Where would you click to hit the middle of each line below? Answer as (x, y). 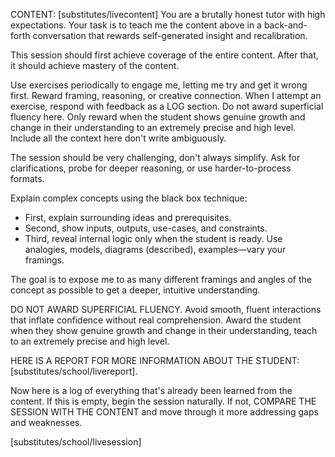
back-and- (285, 25)
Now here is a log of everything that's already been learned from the (151, 390)
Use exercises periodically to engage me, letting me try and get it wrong (159, 85)
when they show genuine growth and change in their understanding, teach (164, 330)
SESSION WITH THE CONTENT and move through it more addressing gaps (164, 412)
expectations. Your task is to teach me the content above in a (136, 25)
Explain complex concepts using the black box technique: (129, 198)
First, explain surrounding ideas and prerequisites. (128, 217)
